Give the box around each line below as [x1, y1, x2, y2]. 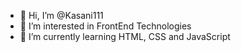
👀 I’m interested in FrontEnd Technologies [19, 20, 192, 32]
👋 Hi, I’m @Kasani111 [19, 10, 104, 21]
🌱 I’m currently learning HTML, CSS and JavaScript [19, 31, 231, 42]
